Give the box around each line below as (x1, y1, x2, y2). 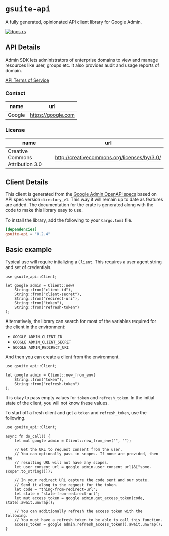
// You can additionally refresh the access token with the (14, 509, 143, 514)
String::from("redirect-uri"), (14, 296, 80, 301)
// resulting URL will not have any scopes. (14, 460, 109, 465)
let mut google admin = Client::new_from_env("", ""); (14, 438, 132, 443)
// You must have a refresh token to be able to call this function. (14, 517, 163, 522)
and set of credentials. (5, 264, 52, 270)
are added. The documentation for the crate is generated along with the (5, 202, 154, 208)
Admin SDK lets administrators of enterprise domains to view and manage (5, 57, 158, 63)
